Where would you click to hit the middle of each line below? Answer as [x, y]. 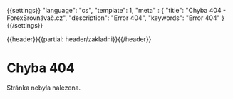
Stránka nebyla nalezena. [44, 88]
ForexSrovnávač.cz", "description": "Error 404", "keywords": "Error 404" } [116, 18]
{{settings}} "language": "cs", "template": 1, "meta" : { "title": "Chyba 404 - [116, 10]
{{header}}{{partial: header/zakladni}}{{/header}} [79, 39]
